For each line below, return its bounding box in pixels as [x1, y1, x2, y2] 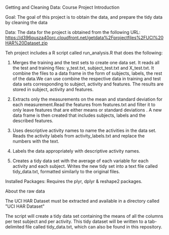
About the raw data [5, 188, 45, 194]
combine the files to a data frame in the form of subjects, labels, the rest [12, 70, 162, 76]
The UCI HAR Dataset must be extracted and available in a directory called [5, 198, 159, 204]
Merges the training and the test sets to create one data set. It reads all [12, 60, 160, 65]
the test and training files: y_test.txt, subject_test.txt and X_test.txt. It [12, 65, 154, 71]
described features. [12, 118, 54, 123]
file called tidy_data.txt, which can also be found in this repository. [25, 224, 162, 229]
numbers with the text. [12, 138, 59, 144]
